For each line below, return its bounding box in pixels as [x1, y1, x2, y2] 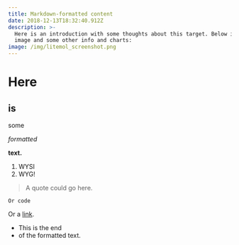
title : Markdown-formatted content [8, 10, 113, 18]
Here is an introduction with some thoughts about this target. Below [14, 30, 228, 38]
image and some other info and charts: [14, 37, 133, 44]
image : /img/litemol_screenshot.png [8, 43, 116, 50]
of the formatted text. [18, 232, 81, 239]
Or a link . [8, 210, 35, 218]
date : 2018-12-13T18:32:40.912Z [8, 17, 104, 24]
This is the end [18, 224, 62, 232]
